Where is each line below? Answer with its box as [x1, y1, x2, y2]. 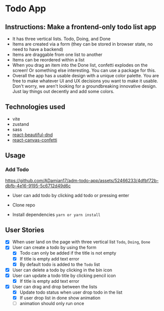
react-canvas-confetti [12, 137, 57, 143]
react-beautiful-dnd [12, 132, 53, 138]
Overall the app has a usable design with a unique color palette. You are [12, 73, 160, 78]
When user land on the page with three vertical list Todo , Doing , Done [12, 239, 151, 245]
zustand [12, 121, 29, 127]
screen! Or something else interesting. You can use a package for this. [12, 67, 156, 73]
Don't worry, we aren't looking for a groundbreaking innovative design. [12, 83, 157, 89]
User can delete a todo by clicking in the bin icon [12, 267, 112, 273]
